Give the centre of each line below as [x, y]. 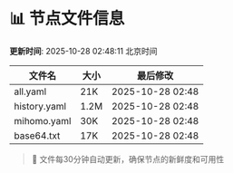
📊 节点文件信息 [67, 19]
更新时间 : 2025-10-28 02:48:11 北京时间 [83, 51]
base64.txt [37, 135]
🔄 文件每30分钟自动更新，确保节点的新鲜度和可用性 [128, 159]
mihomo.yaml [43, 120]
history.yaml [40, 106]
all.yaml [30, 91]
